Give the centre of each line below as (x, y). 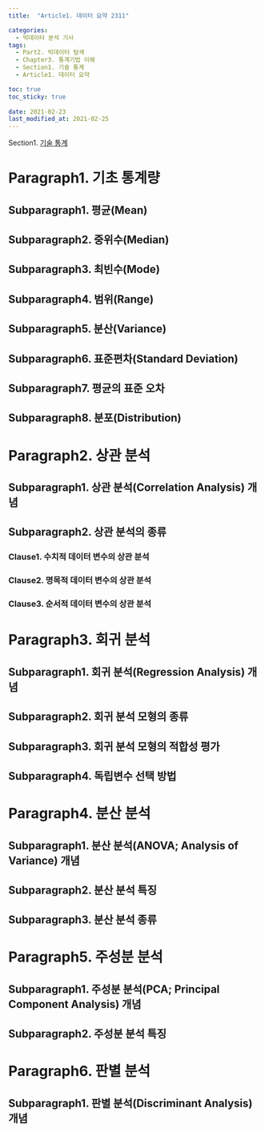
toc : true (25, 89)
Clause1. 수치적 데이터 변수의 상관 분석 (79, 557)
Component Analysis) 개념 (75, 1004)
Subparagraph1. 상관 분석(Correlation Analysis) (127, 488)
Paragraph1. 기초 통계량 (84, 178)
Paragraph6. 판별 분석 (79, 1072)
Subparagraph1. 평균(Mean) (78, 210)
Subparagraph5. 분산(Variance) (87, 329)
